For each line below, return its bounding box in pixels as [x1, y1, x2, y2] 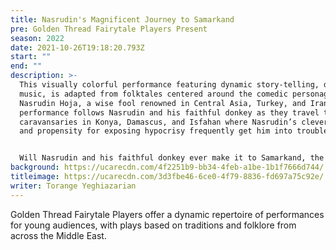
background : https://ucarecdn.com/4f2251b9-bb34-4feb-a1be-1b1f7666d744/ [10, 162, 325, 173]
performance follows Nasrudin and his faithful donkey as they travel [19, 107, 320, 118]
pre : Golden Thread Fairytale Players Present [10, 24, 208, 34]
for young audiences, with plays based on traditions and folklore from [10, 219, 297, 231]
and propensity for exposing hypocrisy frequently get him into [19, 126, 293, 136]
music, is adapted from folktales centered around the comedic [19, 89, 288, 99]
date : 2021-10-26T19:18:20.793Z [10, 42, 145, 53]
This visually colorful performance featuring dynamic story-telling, [19, 80, 320, 90]
